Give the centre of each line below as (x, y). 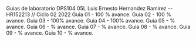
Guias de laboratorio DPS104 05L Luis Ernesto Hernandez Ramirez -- (89, 8)
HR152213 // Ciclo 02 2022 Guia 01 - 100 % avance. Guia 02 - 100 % (89, 14)
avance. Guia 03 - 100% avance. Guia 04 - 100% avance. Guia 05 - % (91, 20)
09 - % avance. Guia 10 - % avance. (50, 33)
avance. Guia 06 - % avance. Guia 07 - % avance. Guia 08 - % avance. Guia (98, 27)
